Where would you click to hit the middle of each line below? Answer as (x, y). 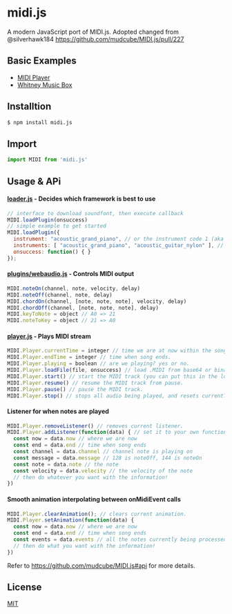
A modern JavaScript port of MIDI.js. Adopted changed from (93, 32)
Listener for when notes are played (58, 411)
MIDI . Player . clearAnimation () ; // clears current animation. (97, 514)
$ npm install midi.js (40, 122)
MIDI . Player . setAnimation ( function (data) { (71, 520)
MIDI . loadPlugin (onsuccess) (48, 220)
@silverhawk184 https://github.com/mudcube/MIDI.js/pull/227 (96, 39)
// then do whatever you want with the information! (91, 477)
